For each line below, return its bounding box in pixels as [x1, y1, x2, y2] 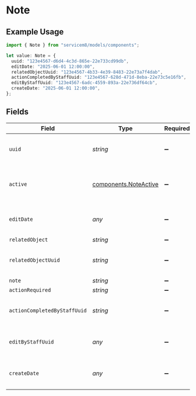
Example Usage [6, 27, 64, 37]
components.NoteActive [92, 180, 159, 188]
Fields [6, 107, 29, 117]
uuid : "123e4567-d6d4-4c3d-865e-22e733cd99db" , [11, 58, 129, 64]
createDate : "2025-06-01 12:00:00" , [11, 85, 100, 91]
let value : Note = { [6, 53, 57, 58]
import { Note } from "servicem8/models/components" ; [6, 42, 140, 48]
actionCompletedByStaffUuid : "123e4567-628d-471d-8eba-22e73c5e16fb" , [11, 74, 187, 81]
